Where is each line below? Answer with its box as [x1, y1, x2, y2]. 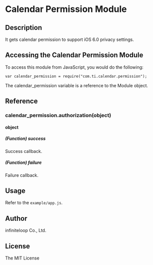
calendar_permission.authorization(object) [5, 112, 111, 119]
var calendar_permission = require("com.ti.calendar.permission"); [5, 74, 148, 79]
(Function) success [5, 135, 46, 141]
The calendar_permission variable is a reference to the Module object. [5, 82, 149, 88]
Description [5, 23, 42, 32]
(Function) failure [5, 159, 42, 165]
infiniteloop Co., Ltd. [5, 228, 47, 234]
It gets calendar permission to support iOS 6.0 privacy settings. [5, 36, 134, 42]
